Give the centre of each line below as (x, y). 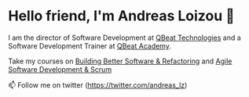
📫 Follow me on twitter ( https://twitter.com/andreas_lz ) (98, 84)
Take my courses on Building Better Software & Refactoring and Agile (120, 61)
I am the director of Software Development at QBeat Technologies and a (124, 38)
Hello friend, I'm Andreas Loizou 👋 (122, 16)
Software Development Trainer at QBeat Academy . (90, 45)
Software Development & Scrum (60, 69)
